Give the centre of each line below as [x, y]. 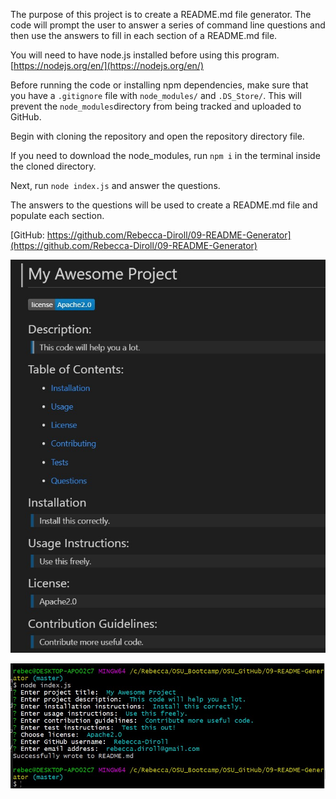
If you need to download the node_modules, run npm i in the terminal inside [165, 155]
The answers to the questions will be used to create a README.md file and [164, 205]
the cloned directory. [53, 166]
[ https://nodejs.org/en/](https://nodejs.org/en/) [107, 65]
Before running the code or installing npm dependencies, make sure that [159, 85]
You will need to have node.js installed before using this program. [145, 55]
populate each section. [57, 215]
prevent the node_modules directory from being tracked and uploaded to [156, 106]
